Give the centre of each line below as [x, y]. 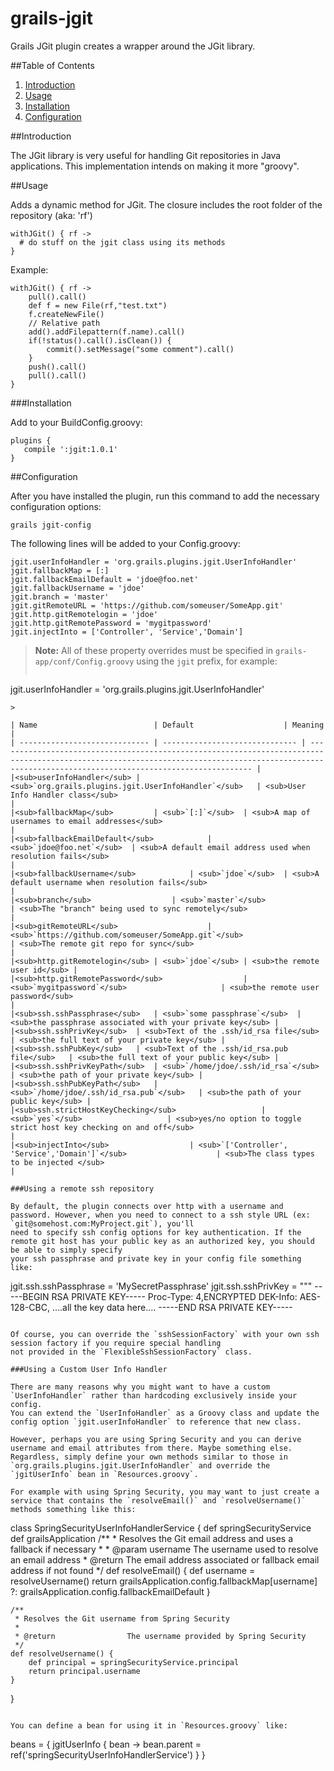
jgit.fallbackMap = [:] [60, 570]
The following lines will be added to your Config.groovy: [125, 543]
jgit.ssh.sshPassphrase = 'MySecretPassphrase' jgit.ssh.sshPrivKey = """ [161, 1286]
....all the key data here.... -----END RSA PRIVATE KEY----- [172, 1307]
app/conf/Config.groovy [84, 662]
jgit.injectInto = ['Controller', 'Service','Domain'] [127, 632]
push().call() [57, 367]
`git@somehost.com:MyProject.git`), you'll [102, 1223]
